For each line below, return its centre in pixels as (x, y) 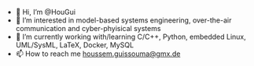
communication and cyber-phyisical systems (88, 28)
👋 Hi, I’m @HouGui (46, 12)
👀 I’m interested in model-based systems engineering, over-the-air (123, 20)
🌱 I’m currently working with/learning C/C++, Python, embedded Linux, (131, 36)
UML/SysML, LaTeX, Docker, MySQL (75, 45)
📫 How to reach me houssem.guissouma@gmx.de (98, 54)
